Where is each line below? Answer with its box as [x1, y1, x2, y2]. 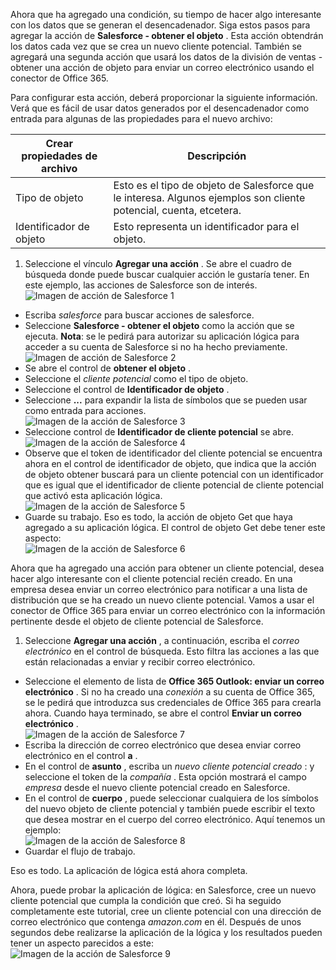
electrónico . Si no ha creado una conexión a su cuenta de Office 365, [24, 686, 315, 698]
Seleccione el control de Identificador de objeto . [24, 384, 230, 395]
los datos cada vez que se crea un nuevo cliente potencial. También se [10, 40, 302, 52]
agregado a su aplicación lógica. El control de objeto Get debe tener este [24, 522, 326, 533]
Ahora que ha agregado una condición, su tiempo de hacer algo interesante [10, 9, 322, 20]
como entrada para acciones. [24, 405, 147, 416]
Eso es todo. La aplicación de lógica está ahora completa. [10, 865, 248, 876]
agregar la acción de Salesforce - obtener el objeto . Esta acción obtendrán [10, 30, 324, 41]
